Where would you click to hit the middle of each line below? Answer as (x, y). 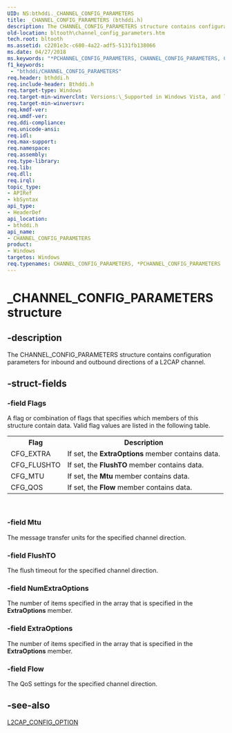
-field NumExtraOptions (48, 588)
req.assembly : (28, 155)
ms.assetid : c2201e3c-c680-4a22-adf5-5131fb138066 (81, 46)
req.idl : (20, 135)
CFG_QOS (27, 487)
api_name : (21, 232)
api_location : (28, 219)
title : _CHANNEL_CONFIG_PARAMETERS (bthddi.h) (75, 20)
